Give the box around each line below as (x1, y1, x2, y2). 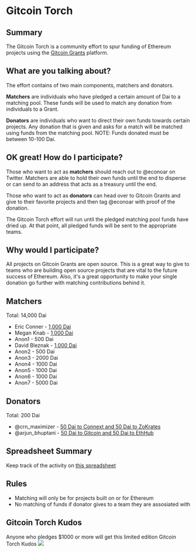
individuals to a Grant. (6, 105, 59, 113)
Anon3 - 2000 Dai (14, 355, 59, 362)
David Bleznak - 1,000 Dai (14, 342, 77, 349)
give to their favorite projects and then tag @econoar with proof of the (6, 198, 176, 205)
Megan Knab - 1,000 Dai (14, 329, 73, 336)
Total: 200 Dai (6, 412, 40, 419)
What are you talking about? (6, 66, 111, 76)
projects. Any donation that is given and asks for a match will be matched (6, 123, 183, 130)
